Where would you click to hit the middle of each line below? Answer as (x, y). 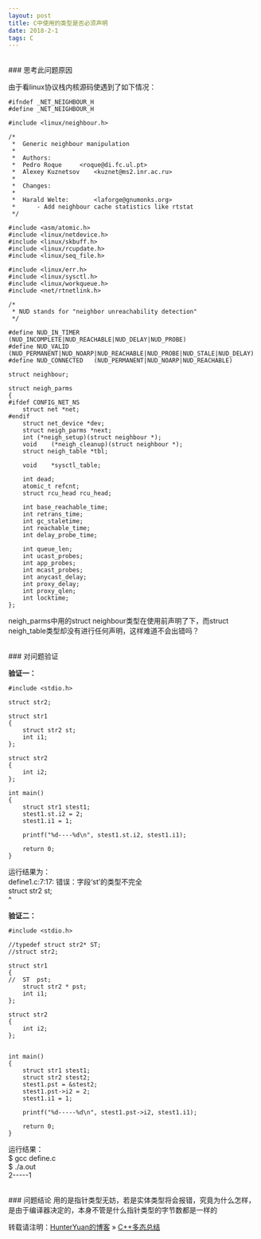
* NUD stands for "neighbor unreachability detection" (104, 312)
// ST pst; (30, 980)
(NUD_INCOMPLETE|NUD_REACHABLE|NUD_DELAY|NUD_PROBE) (97, 340)
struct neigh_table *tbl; (66, 452)
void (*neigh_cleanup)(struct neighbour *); (103, 445)
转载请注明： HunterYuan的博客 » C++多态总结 (84, 1227)
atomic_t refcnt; (51, 487)
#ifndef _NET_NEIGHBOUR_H (51, 102)
